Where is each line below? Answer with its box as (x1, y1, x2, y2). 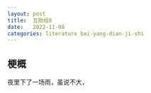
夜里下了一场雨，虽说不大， (7, 78, 89, 87)
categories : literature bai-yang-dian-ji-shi (7, 30, 144, 37)
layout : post (7, 10, 46, 18)
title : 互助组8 (7, 17, 52, 24)
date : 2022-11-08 (7, 23, 65, 30)
